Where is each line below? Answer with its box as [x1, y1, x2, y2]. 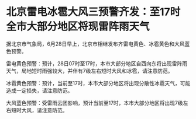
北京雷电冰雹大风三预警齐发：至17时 [6, 5, 181, 19]
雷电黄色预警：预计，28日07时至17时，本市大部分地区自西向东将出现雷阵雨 [6, 60, 188, 67]
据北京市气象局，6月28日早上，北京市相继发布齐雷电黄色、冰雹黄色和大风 [6, 40, 185, 47]
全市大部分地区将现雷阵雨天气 [6, 20, 150, 33]
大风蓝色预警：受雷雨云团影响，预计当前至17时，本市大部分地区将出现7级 [6, 99, 183, 106]
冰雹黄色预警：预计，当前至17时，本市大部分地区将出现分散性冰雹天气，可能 [6, 79, 191, 86]
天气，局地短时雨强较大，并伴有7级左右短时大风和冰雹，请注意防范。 [6, 67, 173, 74]
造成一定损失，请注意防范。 [6, 87, 73, 94]
